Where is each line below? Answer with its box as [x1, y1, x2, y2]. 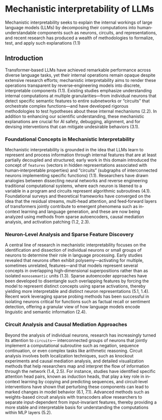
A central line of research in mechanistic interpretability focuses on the [5, 242, 147, 248]
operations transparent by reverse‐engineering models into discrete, [5, 82, 141, 88]
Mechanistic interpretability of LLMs [5, 3, 154, 15]
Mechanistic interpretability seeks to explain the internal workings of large [5, 19, 152, 25]
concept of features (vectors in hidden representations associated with [5, 162, 147, 168]
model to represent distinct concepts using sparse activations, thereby [5, 283, 146, 289]
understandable [5, 30, 37, 35]
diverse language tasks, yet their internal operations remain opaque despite [5, 72, 156, 78]
